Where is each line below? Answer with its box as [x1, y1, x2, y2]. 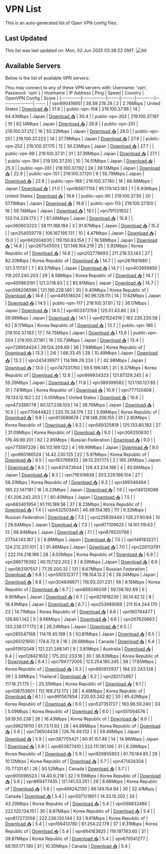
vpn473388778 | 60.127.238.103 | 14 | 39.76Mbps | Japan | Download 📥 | [5, 402, 155, 408]
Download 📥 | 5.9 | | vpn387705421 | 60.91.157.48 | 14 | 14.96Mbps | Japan [5, 736, 159, 742]
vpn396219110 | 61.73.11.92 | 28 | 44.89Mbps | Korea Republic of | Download [5, 723, 161, 729]
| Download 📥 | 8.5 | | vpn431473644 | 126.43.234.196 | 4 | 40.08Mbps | [5, 464, 153, 470]
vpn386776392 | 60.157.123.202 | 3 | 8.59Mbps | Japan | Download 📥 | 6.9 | [5, 559, 161, 565]
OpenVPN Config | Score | [5, 95, 58, 101]
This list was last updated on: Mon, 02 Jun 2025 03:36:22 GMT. [5, 47, 135, 53]
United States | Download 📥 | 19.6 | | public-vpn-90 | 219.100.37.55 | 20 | [5, 193, 154, 199]
